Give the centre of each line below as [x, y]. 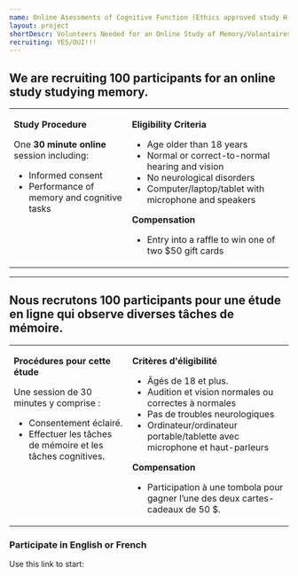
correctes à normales [192, 402]
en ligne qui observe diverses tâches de [122, 314]
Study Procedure [50, 125]
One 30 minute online [60, 144]
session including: [51, 156]
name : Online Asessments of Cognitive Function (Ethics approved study [144, 17]
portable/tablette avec [193, 436]
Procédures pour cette [62, 361]
